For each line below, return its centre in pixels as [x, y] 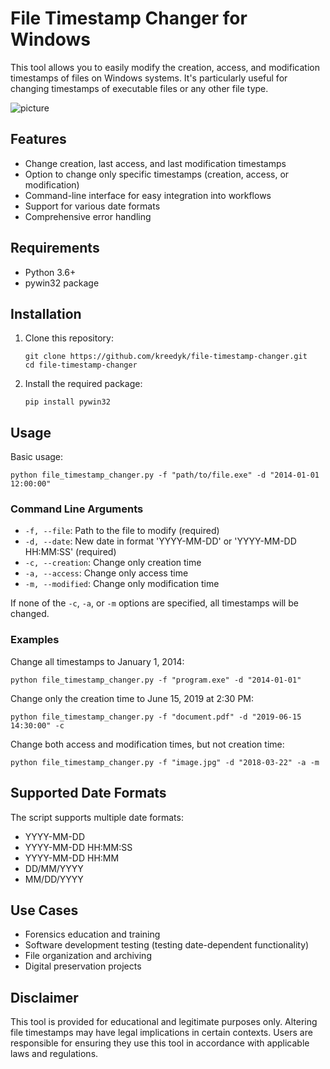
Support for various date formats [92, 206]
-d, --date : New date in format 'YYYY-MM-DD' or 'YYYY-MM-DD [160, 541]
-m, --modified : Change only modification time [122, 584]
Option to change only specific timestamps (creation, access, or [157, 174]
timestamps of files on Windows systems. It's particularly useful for [149, 78]
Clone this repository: [69, 338]
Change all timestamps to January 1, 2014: [97, 661]
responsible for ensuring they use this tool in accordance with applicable [160, 1043]
